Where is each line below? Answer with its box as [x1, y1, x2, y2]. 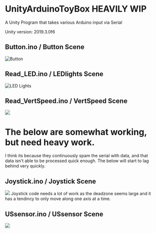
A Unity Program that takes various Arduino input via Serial [5, 19, 123, 25]
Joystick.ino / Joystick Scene [5, 177, 96, 185]
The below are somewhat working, [5, 126, 147, 137]
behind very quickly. [5, 163, 46, 169]
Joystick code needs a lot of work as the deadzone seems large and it [11, 191, 151, 197]
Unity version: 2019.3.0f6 [5, 29, 55, 34]
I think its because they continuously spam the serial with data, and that [5, 153, 148, 159]
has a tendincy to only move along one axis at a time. [5, 196, 111, 202]
